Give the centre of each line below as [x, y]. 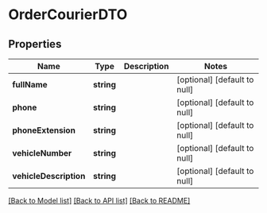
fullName [30, 85]
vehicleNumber [42, 153]
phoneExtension [44, 130]
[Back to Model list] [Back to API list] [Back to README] [99, 201]
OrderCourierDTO [68, 15]
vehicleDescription [49, 176]
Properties [35, 44]
